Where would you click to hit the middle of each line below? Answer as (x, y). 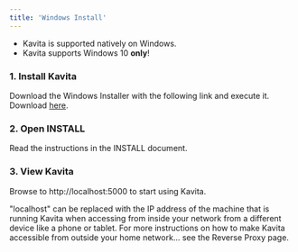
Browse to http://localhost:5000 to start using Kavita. (108, 191)
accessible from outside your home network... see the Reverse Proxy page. (149, 237)
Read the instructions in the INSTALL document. (98, 148)
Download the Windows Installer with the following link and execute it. (140, 95)
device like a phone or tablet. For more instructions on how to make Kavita (148, 228)
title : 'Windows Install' (58, 18)
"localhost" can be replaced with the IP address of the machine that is (140, 209)
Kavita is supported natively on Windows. (99, 43)
